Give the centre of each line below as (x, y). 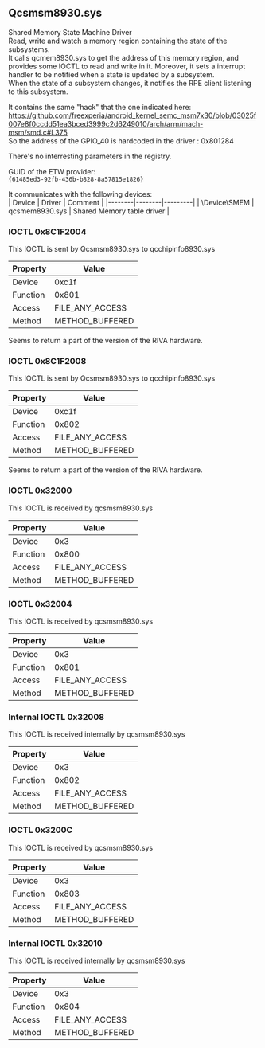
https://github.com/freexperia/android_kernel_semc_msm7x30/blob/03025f (132, 115)
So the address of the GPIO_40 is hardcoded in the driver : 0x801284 (121, 141)
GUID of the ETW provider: (52, 171)
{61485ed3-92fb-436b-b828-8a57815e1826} (76, 179)
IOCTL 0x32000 (40, 491)
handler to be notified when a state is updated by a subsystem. (111, 74)
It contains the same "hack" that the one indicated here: (100, 107)
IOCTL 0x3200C (41, 830)
